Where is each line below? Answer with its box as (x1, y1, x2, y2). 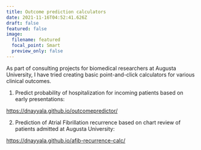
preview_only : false (11, 48, 63, 54)
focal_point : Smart (11, 43, 61, 49)
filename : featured (11, 37, 61, 43)
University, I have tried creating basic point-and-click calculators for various (6, 70, 195, 78)
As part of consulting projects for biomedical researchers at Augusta (6, 64, 176, 72)
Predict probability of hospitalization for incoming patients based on (14, 89, 184, 96)
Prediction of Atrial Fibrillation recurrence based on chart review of (14, 119, 181, 126)
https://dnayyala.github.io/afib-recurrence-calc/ (6, 137, 126, 144)
